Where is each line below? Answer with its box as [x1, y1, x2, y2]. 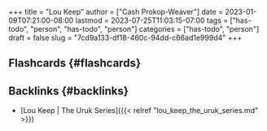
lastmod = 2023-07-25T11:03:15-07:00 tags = [75, 15, 229, 25]
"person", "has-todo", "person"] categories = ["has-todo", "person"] [29, 24, 260, 33]
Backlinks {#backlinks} [8, 84, 129, 98]
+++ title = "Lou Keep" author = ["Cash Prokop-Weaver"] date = [8, 7, 224, 16]
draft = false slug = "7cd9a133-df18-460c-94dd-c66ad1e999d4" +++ [8, 33, 243, 42]
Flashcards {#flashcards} [8, 56, 141, 70]
